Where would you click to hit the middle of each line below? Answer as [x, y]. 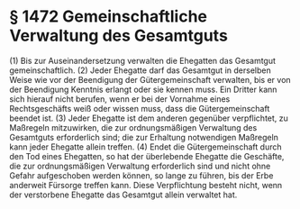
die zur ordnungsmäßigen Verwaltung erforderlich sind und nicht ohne [140, 166]
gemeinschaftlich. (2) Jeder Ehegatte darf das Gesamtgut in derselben [141, 70]
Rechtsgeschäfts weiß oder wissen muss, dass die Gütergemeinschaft [140, 108]
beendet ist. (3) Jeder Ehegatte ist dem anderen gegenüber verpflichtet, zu [149, 118]
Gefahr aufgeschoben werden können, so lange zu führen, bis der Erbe [141, 175]
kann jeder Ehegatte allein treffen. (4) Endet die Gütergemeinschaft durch [145, 147]
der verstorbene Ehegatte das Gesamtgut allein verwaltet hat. [123, 195]
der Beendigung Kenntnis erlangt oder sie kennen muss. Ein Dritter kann [143, 89]
